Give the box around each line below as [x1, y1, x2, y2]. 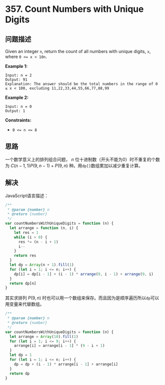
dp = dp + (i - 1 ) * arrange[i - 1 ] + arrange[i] [14, 362, 119, 367]
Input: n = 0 [5, 104, 32, 109]
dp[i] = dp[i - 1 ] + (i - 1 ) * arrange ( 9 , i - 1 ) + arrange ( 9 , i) [14, 272, 154, 276]
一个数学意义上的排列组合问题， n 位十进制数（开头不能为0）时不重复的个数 [5, 156, 160, 162]
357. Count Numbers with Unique [5, 3, 144, 15]
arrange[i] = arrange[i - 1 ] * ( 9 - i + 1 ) [14, 343, 105, 348]
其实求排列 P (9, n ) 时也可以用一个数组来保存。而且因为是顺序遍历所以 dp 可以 [5, 295, 160, 301]
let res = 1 [14, 230, 39, 235]
